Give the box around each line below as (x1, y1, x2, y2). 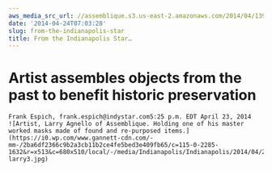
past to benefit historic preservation (8, 86, 257, 105)
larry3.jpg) (8, 155, 49, 164)
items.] (164, 127, 190, 136)
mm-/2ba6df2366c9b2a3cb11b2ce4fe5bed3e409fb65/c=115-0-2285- (8, 141, 219, 149)
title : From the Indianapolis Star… (8, 34, 132, 43)
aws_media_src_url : (8, 11, 74, 20)
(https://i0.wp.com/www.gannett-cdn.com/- (8, 134, 154, 142)
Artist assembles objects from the (8, 69, 242, 87)
